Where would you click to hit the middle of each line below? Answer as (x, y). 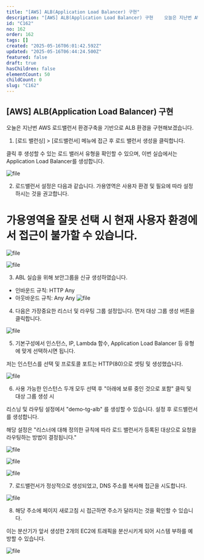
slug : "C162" (23, 86)
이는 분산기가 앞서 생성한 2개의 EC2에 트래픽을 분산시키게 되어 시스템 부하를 (97, 531)
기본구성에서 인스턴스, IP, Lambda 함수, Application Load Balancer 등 (99, 343)
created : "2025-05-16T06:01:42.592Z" (54, 46)
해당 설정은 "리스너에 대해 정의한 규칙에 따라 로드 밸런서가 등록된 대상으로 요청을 (101, 430)
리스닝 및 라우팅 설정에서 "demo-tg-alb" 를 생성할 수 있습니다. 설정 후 (89, 409)
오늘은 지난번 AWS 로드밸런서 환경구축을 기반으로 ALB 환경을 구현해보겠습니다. (100, 127)
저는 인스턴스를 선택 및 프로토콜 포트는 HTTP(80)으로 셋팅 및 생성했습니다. (95, 364)
